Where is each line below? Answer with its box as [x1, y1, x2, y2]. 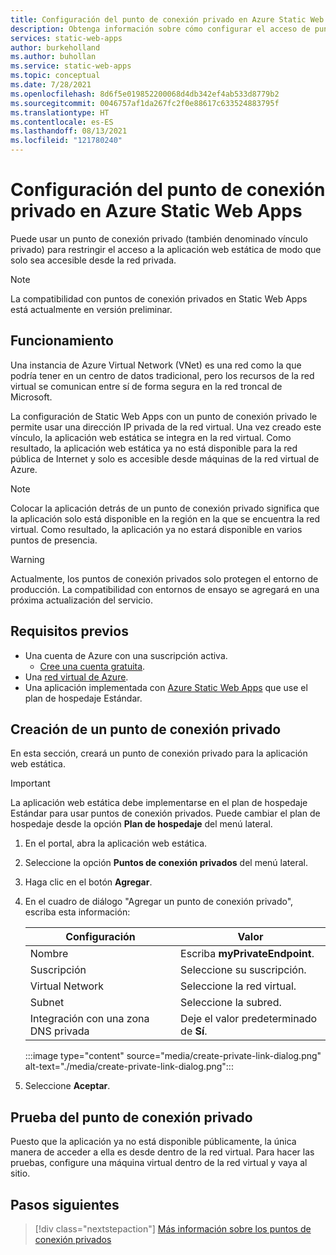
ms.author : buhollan [10, 52, 97, 62]
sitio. [10, 1167, 31, 1180]
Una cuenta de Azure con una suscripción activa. [24, 649, 228, 661]
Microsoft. [10, 391, 53, 403]
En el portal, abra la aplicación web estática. [24, 837, 208, 850]
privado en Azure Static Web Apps [10, 200, 303, 223]
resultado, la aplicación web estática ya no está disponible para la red [10, 442, 298, 454]
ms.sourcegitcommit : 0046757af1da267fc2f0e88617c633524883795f [10, 98, 280, 108]
